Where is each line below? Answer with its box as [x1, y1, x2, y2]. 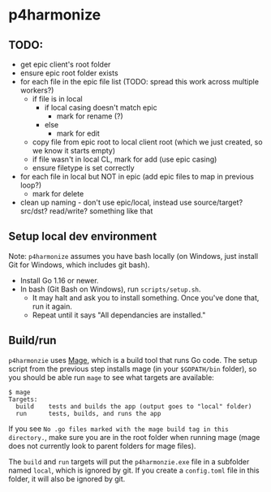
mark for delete [32, 189, 84, 198]
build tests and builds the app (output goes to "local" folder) [15, 402, 252, 411]
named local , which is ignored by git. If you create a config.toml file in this [8, 465, 260, 475]
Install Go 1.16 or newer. [19, 275, 99, 285]
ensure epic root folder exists [19, 68, 119, 78]
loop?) [19, 180, 42, 190]
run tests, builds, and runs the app [15, 409, 161, 417]
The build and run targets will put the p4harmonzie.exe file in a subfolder [8, 456, 250, 466]
